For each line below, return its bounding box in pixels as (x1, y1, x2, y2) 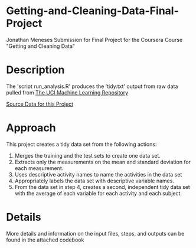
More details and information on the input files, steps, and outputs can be (6, 230, 185, 237)
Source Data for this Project (6, 100, 74, 107)
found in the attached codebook (6, 236, 84, 243)
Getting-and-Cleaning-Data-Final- (6, 4, 179, 18)
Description (6, 63, 65, 77)
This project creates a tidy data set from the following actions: (6, 141, 157, 148)
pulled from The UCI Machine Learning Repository (6, 89, 129, 96)
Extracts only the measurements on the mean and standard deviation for (14, 158, 191, 165)
